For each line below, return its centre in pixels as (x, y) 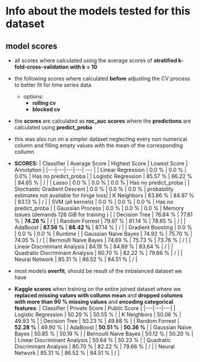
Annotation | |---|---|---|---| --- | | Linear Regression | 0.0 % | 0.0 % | (100, 170)
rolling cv (44, 103)
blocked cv (46, 109)
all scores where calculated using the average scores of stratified (96, 60)
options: (33, 97)
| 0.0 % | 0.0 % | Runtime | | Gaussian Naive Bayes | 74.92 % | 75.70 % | (103, 234)
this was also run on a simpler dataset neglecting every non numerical (101, 139)
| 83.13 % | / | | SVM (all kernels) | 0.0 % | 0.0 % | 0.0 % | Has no (94, 202)
